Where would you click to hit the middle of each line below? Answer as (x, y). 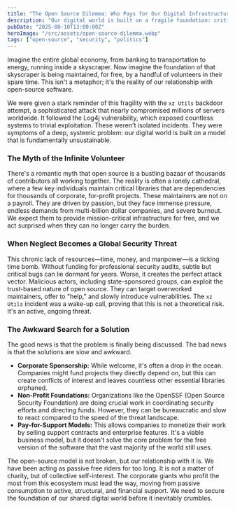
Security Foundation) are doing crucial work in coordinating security (116, 403)
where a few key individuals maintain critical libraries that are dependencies (116, 188)
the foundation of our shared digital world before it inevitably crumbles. (110, 498)
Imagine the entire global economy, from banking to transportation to (107, 60)
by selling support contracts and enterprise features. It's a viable (111, 433)
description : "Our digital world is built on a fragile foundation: (109, 20)
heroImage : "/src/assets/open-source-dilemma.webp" (84, 33)
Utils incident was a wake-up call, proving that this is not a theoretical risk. (116, 304)
